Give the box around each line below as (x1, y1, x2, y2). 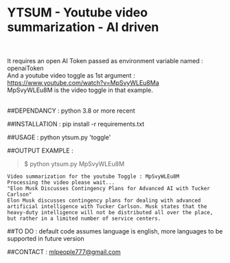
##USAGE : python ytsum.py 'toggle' (7, 133, 111, 141)
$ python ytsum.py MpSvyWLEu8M (23, 159, 125, 168)
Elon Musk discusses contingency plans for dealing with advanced (7, 197, 201, 204)
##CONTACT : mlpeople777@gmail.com (7, 247, 122, 255)
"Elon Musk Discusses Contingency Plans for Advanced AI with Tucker (7, 185, 211, 192)
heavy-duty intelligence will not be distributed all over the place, (7, 209, 214, 216)
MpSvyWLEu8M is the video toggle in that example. (7, 86, 153, 94)
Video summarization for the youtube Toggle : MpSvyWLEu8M (7, 173, 180, 180)
